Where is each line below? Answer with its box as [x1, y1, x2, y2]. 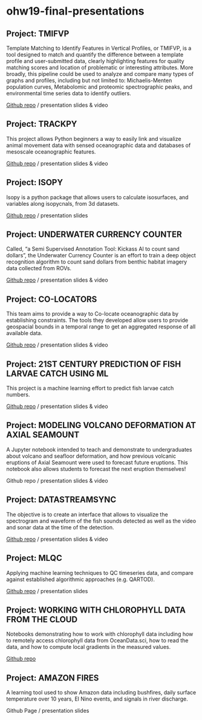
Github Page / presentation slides [6, 707, 90, 715]
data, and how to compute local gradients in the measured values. [6, 644, 171, 651]
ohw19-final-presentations [6, 4, 145, 18]
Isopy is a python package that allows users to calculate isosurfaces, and [6, 193, 189, 201]
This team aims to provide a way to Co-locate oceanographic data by [6, 310, 179, 318]
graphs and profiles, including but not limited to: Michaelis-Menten [6, 77, 172, 84]
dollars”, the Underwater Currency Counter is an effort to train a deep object [6, 252, 197, 259]
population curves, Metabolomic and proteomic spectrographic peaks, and [6, 83, 192, 90]
